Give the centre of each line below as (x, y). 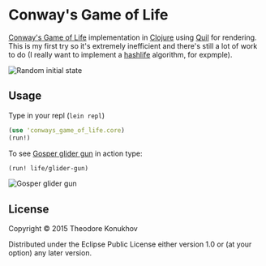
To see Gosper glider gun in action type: (76, 153)
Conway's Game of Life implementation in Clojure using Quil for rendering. (133, 37)
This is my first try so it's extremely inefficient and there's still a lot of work (133, 45)
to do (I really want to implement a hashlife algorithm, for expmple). (120, 54)
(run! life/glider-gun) (49, 168)
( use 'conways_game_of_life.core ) (67, 130)
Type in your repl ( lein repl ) (57, 115)
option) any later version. (50, 253)
